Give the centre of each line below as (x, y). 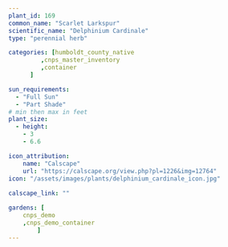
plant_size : (28, 119)
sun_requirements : (39, 89)
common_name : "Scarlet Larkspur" (64, 23)
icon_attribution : (39, 156)
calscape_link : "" (39, 193)
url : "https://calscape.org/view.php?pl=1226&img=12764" (120, 171)
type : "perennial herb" (48, 38)
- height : (32, 127)
